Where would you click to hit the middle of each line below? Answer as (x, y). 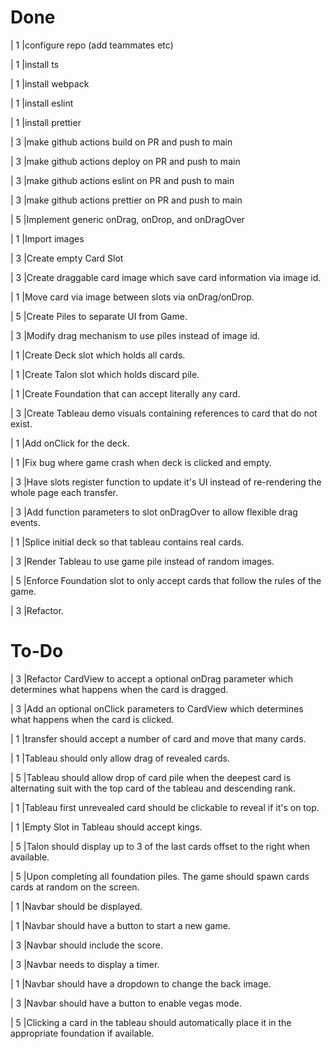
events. (25, 522)
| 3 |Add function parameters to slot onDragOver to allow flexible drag (154, 512)
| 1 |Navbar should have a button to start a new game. (120, 925)
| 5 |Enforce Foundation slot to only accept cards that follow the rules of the (166, 580)
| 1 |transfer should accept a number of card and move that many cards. (158, 738)
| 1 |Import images (47, 238)
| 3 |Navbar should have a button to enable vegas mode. (126, 1003)
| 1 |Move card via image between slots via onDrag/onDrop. (132, 297)
